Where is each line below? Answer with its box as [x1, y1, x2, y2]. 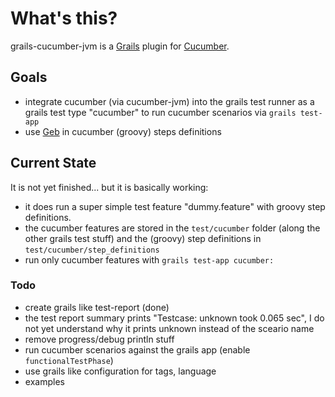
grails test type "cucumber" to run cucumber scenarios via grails [24, 106, 297, 118]
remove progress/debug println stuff [24, 333, 175, 345]
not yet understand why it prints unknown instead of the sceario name [24, 322, 315, 334]
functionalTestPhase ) [24, 354, 114, 366]
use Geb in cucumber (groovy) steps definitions [24, 125, 222, 137]
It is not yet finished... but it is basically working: [10, 181, 209, 193]
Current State [10, 155, 97, 172]
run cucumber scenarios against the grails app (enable [24, 343, 251, 356]
